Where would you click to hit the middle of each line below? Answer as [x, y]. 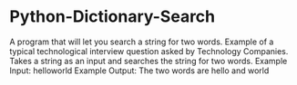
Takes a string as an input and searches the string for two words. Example [148, 61]
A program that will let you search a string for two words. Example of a [142, 42]
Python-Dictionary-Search [113, 17]
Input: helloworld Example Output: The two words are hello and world [139, 71]
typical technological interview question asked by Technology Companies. [149, 51]
